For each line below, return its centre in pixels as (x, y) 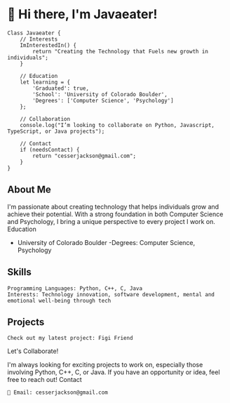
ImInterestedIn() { (48, 45)
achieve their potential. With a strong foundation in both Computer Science (115, 214)
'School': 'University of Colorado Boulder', (100, 94)
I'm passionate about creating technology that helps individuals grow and (113, 206)
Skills (19, 272)
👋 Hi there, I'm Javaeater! (82, 14)
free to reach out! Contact (45, 380)
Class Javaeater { (34, 33)
